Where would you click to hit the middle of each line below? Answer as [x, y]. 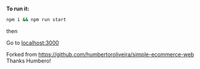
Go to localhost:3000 [33, 43]
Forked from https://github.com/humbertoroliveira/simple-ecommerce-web [100, 54]
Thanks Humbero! [29, 61]
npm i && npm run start [36, 20]
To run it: [18, 9]
